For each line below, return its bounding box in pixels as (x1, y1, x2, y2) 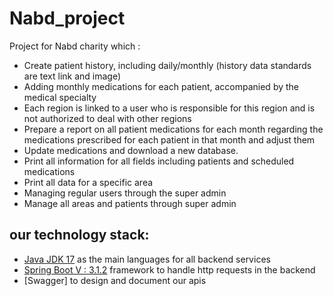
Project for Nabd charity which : (9, 40, 141, 52)
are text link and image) (23, 70, 122, 82)
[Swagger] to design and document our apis (23, 274, 207, 286)
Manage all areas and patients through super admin (23, 197, 237, 209)
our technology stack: (9, 227, 150, 244)
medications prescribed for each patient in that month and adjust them (23, 133, 316, 146)
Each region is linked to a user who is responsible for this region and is (23, 102, 316, 114)
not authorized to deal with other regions (23, 112, 192, 124)
